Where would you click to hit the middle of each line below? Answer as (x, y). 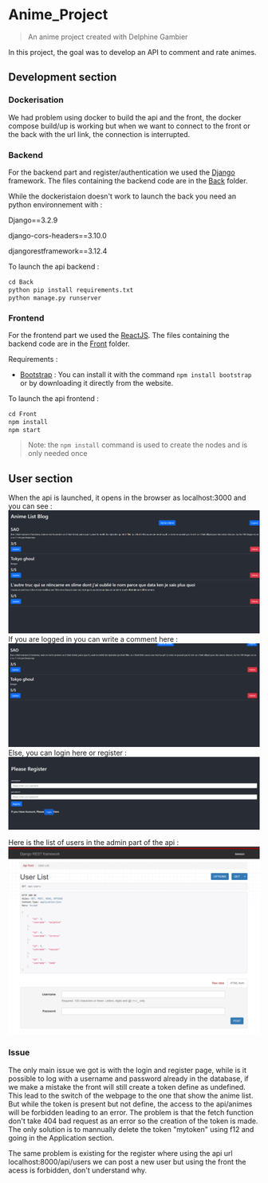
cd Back (21, 282)
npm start (25, 430)
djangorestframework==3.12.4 (58, 251)
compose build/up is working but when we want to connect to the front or (129, 126)
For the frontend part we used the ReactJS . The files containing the (119, 336)
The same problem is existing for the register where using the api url (120, 1153)
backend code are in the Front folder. (69, 344)
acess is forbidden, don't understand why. (78, 1170)
